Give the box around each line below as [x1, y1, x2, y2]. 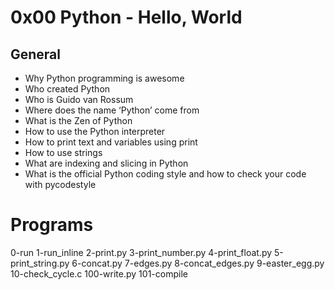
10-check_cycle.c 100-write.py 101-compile [10, 267, 188, 280]
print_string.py [10, 257, 70, 269]
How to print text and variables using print [24, 136, 198, 148]
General [10, 46, 62, 63]
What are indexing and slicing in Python [24, 157, 189, 169]
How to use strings [24, 147, 103, 158]
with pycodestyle [24, 179, 97, 190]
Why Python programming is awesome [24, 72, 185, 84]
